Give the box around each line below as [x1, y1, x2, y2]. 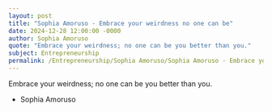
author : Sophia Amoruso [8, 34, 89, 43]
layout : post [8, 11, 53, 20]
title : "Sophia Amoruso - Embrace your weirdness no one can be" [8, 19, 233, 27]
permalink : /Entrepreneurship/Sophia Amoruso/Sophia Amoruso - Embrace [8, 57, 255, 65]
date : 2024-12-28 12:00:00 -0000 [8, 27, 121, 35]
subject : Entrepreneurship [8, 49, 100, 57]
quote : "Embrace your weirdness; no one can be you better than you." [8, 42, 252, 50]
